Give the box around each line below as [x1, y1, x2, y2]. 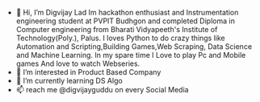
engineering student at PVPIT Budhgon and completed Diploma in [15, 16, 236, 26]
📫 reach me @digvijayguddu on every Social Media [15, 85, 189, 94]
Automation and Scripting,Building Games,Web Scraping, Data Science [15, 42, 253, 51]
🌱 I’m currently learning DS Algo [15, 76, 123, 85]
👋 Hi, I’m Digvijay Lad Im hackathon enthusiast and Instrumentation [15, 8, 239, 17]
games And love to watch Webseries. [15, 59, 140, 68]
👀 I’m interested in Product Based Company [15, 67, 161, 76]
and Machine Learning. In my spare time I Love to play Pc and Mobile [15, 51, 246, 59]
